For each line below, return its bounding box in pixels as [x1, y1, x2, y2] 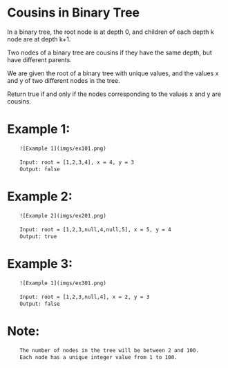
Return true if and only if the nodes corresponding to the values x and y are [7, 90, 222, 98]
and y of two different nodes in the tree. [7, 76, 121, 84]
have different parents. [7, 55, 73, 64]
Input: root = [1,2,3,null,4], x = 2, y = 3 [19, 293, 150, 300]
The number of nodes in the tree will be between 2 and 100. [19, 347, 199, 354]
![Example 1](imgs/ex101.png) [19, 145, 107, 152]
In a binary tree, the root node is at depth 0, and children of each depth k [7, 28, 214, 36]
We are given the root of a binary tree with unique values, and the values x [7, 69, 219, 77]
